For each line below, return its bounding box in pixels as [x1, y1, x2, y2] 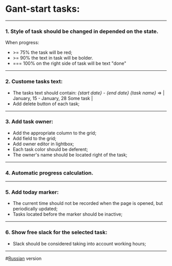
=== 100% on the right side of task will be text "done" [12, 60, 126, 67]
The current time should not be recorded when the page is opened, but [12, 200, 163, 206]
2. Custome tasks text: [5, 78, 63, 85]
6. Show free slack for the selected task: [5, 229, 107, 236]
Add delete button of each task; [12, 101, 80, 107]
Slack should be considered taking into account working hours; [12, 240, 146, 246]
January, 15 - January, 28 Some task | [12, 95, 93, 101]
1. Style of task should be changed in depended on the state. [5, 28, 159, 35]
